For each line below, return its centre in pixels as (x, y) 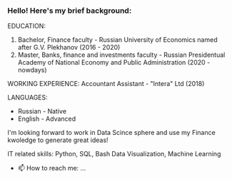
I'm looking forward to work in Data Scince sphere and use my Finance (111, 133)
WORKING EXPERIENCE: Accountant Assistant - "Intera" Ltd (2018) (106, 84)
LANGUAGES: (27, 97)
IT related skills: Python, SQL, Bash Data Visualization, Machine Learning (114, 154)
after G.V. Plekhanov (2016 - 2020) (69, 48)
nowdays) (32, 70)
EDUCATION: (27, 26)
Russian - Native (42, 112)
